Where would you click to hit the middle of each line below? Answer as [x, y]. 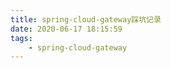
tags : [21, 38]
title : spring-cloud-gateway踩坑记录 [86, 19]
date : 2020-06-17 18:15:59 [66, 29]
